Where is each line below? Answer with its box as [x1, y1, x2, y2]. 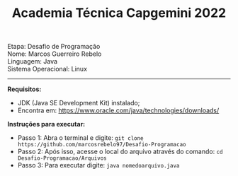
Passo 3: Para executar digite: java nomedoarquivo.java [17, 160, 180, 169]
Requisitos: [7, 85, 42, 93]
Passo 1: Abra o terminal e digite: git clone [17, 133, 144, 142]
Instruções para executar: [7, 119, 86, 128]
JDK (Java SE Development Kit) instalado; [17, 98, 140, 107]
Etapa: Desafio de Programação [7, 42, 101, 50]
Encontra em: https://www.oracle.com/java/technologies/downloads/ [17, 106, 220, 115]
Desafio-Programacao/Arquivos [17, 154, 108, 162]
